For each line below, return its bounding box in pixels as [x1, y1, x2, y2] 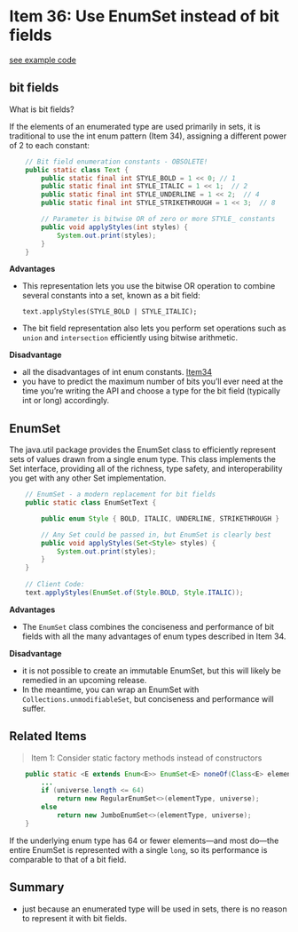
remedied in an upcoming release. [21, 674, 147, 685]
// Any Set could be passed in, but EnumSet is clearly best [41, 530, 272, 539]
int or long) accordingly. [21, 395, 110, 406]
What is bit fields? [9, 104, 74, 115]
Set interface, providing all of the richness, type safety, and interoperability [9, 464, 283, 474]
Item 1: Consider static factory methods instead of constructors [30, 753, 263, 763]
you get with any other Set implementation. [9, 473, 167, 483]
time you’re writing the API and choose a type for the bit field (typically [21, 386, 281, 396]
